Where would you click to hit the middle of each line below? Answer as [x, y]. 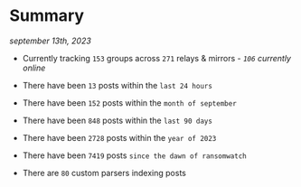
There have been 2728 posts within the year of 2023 [119, 137]
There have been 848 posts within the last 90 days [117, 120]
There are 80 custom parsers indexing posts [104, 173]
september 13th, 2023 [51, 41]
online [34, 68]
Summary [47, 16]
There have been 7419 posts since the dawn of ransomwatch [134, 155]
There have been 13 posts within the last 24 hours [117, 85]
